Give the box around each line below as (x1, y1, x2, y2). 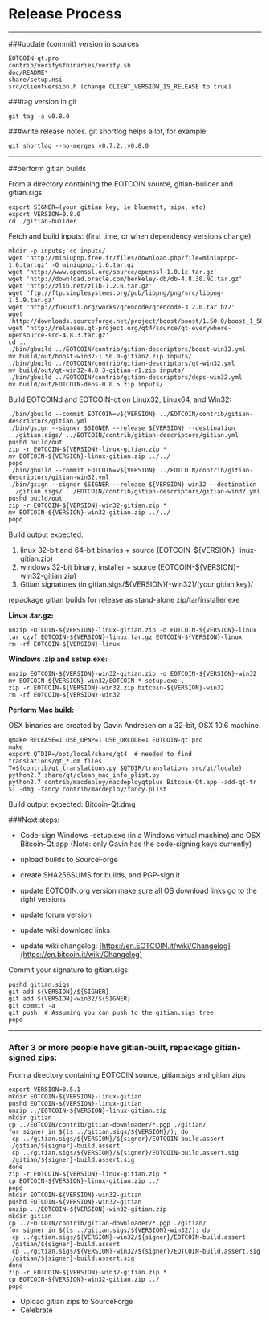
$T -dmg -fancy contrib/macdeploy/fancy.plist (8, 785, 167, 793)
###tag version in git (8, 96, 78, 106)
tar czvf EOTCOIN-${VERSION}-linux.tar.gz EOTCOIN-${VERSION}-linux (8, 632, 243, 641)
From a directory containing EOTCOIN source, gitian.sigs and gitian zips (8, 1070, 246, 1080)
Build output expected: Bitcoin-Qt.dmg (8, 799, 136, 808)
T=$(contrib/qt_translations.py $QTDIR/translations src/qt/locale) (8, 764, 243, 772)
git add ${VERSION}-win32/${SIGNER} (8, 994, 131, 1003)
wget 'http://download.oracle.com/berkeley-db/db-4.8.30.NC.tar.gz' (8, 275, 243, 283)
